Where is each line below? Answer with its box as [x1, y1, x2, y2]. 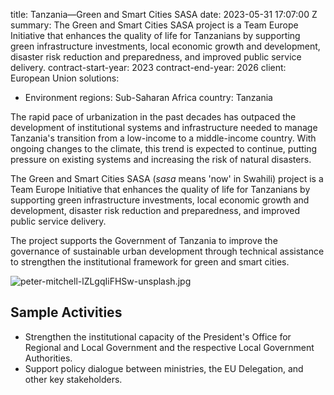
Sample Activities [10, 304, 123, 321]
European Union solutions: [10, 72, 120, 84]
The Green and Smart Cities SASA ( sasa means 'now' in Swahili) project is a [10, 173, 324, 184]
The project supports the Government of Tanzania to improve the [10, 235, 278, 246]
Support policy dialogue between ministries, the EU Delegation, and [24, 362, 304, 374]
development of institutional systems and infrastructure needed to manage [10, 122, 318, 133]
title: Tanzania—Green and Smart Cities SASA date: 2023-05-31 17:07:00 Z [10, 9, 318, 20]
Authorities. [24, 352, 73, 364]
